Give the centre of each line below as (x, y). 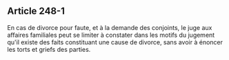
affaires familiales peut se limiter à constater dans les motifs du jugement (111, 35)
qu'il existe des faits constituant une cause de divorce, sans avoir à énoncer (115, 42)
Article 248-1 (36, 11)
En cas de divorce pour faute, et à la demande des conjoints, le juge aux (110, 27)
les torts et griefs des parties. (49, 49)
